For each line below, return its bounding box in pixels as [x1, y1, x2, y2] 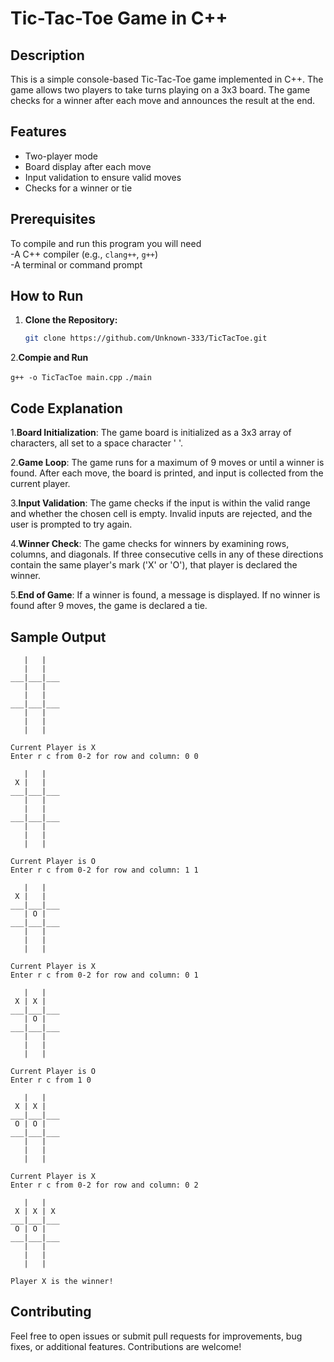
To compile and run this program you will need [10, 237, 202, 249]
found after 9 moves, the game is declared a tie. [10, 600, 208, 612]
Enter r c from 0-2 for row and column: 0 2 [10, 1180, 199, 1190]
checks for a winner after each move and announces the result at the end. [10, 95, 316, 106]
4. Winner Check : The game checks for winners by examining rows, [10, 538, 290, 550]
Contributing [10, 1303, 92, 1321]
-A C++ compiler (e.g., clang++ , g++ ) [10, 248, 159, 260]
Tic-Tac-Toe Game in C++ [10, 7, 228, 30]
